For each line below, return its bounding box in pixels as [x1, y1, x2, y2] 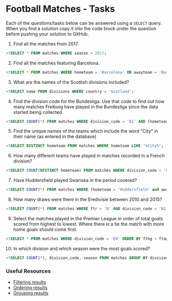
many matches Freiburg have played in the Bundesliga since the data [13, 103, 159, 110]
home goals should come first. [13, 226, 78, 233]
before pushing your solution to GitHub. [6, 31, 89, 37]
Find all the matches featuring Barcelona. [13, 60, 100, 66]
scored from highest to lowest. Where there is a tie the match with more [13, 221, 164, 227]
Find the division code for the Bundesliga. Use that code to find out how [13, 98, 165, 104]
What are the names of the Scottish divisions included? [13, 79, 129, 85]
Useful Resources [6, 267, 51, 274]
